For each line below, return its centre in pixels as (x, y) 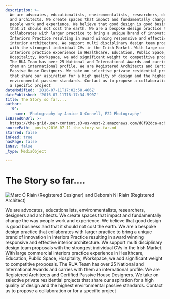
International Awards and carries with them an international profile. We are (83, 269)
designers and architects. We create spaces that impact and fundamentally (83, 215)
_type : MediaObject (26, 152)
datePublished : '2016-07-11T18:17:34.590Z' (52, 95)
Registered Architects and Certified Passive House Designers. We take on (82, 275)
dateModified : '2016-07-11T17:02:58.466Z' (51, 90)
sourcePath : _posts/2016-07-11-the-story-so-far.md (61, 128)
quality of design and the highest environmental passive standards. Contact (84, 285)
